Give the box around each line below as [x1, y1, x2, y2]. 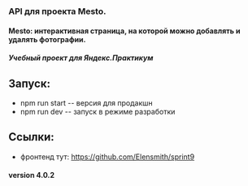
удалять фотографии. [8, 34, 86, 44]
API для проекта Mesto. [8, 6, 107, 17]
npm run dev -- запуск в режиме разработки [20, 106, 176, 116]
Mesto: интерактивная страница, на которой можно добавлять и [8, 26, 241, 36]
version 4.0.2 [8, 171, 55, 180]
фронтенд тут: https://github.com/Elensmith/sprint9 [20, 152, 195, 162]
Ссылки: [8, 130, 54, 144]
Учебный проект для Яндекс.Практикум [8, 53, 154, 63]
